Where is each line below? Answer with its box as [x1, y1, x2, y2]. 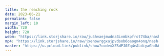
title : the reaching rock [5, 7, 58, 12]
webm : [5, 35, 16, 39]
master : [5, 43, 21, 48]
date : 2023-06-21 [5, 12, 41, 17]
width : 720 [5, 25, 27, 30]
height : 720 [5, 30, 29, 35]
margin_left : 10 [5, 20, 38, 26]
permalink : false [5, 16, 41, 21]
